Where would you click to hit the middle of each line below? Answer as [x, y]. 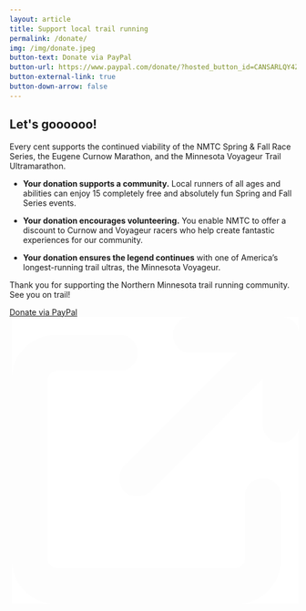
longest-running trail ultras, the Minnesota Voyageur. [122, 267]
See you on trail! [40, 294]
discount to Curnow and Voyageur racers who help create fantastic [148, 230]
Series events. [50, 203]
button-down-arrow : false [58, 87]
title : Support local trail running [79, 29]
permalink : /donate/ [49, 38]
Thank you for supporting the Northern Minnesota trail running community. [149, 285]
